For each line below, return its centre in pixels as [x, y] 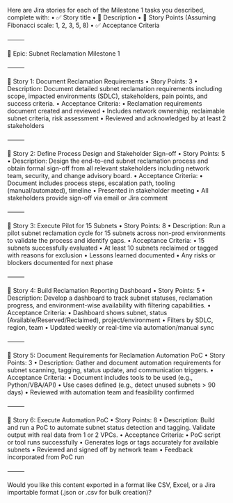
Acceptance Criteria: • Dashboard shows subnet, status [87, 313]
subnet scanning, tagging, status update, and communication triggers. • [111, 370]
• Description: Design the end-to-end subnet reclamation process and [108, 161]
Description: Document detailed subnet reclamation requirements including [115, 89]
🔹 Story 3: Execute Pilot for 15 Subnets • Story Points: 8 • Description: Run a [116, 226]
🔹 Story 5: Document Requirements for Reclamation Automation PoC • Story [116, 355]
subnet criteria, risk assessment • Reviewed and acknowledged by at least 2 [117, 118]
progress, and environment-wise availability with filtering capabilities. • [109, 305]
